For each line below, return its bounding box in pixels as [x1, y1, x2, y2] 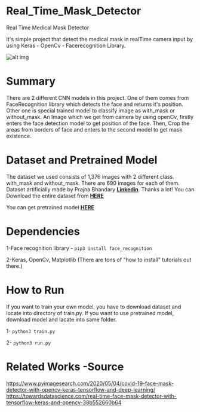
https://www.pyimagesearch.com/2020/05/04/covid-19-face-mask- [6, 380, 174, 387]
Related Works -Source [6, 360, 124, 373]
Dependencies [6, 225, 80, 238]
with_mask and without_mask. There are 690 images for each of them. [6, 179, 180, 187]
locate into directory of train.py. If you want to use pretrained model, [6, 309, 174, 316]
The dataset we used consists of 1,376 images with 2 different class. [6, 173, 174, 180]
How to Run [6, 283, 64, 297]
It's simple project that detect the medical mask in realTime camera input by [6, 35, 193, 42]
